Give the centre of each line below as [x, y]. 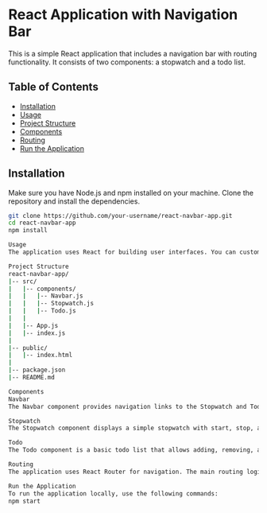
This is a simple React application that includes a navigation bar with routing [133, 53]
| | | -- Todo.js [43, 311]
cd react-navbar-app [43, 223]
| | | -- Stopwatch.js [51, 304]
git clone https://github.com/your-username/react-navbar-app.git [120, 216]
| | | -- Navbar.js [46, 296]
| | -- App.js [33, 325]
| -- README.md [32, 378]
